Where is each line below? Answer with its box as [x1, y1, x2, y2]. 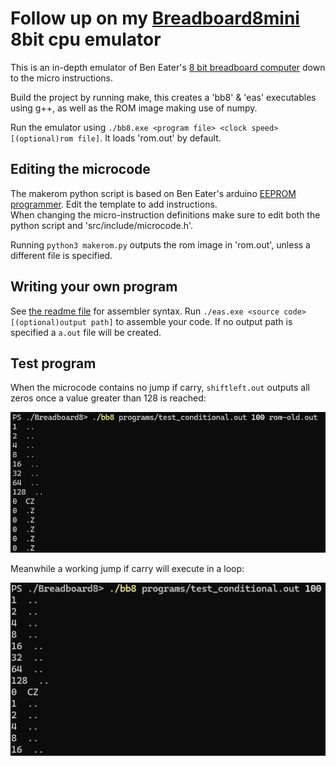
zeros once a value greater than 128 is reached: [10, 392, 207, 404]
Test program [10, 355, 97, 372]
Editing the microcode [10, 161, 151, 178]
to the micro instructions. [10, 72, 113, 84]
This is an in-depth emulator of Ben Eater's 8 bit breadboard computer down [10, 61, 326, 73]
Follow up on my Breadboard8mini [10, 7, 300, 30]
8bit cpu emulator [10, 28, 162, 51]
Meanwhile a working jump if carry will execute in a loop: [10, 563, 245, 575]
